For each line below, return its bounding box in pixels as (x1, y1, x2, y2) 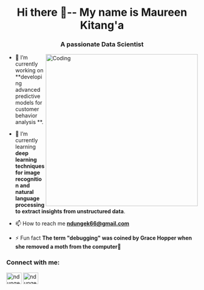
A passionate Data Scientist (60, 40, 144, 49)
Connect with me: (6, 258, 60, 267)
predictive (15, 92, 41, 100)
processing (15, 201, 45, 209)
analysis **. (15, 119, 44, 126)
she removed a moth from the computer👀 (15, 243, 121, 250)
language (15, 195, 40, 202)
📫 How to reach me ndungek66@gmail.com (15, 220, 129, 227)
